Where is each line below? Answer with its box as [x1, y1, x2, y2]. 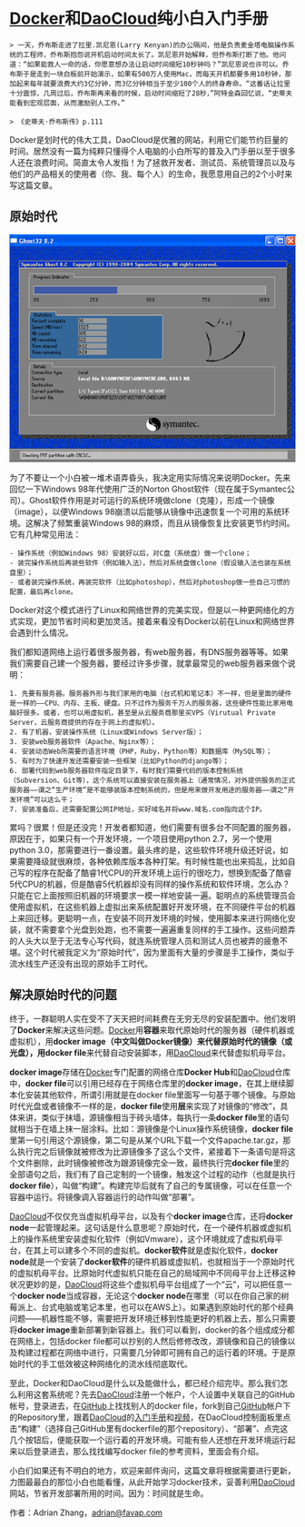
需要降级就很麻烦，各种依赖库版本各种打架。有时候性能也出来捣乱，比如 [16, 856, 288, 868]
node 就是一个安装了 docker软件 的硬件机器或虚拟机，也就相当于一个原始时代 [9, 1255, 295, 1267]
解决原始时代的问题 [9, 987, 117, 1003]
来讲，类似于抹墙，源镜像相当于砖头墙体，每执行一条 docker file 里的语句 [16, 1112, 290, 1123]
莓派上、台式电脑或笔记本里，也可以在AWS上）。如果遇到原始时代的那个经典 [9, 1301, 294, 1313]
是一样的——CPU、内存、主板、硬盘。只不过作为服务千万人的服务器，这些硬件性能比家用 [9, 699, 287, 709]
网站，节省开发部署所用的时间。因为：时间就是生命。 [9, 1487, 209, 1499]
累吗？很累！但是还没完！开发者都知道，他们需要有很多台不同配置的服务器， [9, 822, 296, 833]
